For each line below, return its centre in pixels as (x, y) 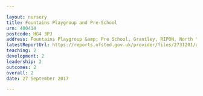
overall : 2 (20, 73)
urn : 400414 (21, 28)
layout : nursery (27, 17)
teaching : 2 (21, 51)
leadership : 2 (24, 61)
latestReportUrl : (28, 45)
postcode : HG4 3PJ (29, 34)
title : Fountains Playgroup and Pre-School (62, 22)
